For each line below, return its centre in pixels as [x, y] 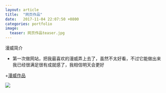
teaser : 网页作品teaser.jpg [37, 33]
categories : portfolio [29, 24]
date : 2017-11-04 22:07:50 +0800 [42, 19]
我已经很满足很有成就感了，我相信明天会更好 [58, 65]
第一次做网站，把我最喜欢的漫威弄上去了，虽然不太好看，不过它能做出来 [86, 58]
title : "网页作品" [24, 14]
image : [12, 28]
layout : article [22, 10]
